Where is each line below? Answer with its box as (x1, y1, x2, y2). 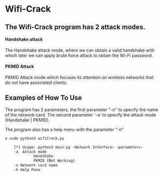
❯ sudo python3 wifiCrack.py (5, 136, 64, 141)
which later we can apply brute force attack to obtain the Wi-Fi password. (5, 52, 153, 58)
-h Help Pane (14, 167, 41, 173)
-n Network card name (14, 163, 58, 168)
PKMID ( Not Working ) (33, 158, 76, 163)
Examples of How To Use (5, 94, 82, 102)
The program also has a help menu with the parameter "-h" (5, 126, 124, 132)
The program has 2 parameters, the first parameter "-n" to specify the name (5, 106, 159, 113)
